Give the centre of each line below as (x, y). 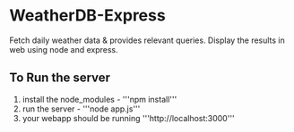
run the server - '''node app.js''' (81, 109)
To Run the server (60, 78)
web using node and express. (64, 49)
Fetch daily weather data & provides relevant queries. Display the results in (147, 40)
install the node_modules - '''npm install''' (99, 99)
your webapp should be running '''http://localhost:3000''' (128, 118)
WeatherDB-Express (87, 16)
